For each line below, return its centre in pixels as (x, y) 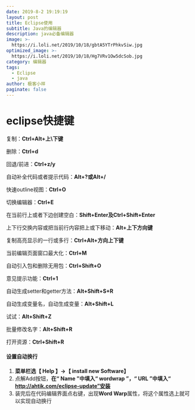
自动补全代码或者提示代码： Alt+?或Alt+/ (56, 176)
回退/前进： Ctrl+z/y (31, 164)
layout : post (22, 17)
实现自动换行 (36, 401)
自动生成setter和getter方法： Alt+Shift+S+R (60, 291)
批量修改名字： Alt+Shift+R (39, 329)
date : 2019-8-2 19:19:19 (37, 12)
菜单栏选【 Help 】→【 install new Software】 (72, 371)
